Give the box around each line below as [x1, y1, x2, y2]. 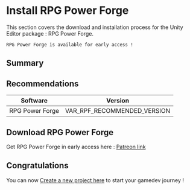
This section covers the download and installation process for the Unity [6, 24, 183, 31]
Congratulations [6, 160, 69, 171]
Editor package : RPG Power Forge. [6, 30, 94, 37]
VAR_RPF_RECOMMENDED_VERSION [65, 107, 171, 115]
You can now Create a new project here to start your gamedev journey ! [6, 176, 184, 184]
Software [21, 97, 48, 105]
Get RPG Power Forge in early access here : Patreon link [6, 143, 146, 150]
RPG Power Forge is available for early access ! [6, 42, 134, 48]
